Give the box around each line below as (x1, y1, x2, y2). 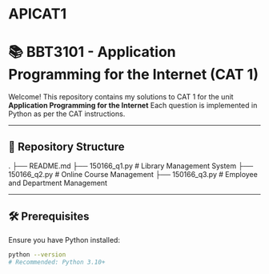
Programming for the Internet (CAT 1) (8, 66, 259, 84)
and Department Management (8, 178, 108, 187)
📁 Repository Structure (8, 139, 125, 153)
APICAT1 (8, 5, 67, 23)
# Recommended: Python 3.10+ (8, 258, 106, 266)
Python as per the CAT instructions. (8, 109, 126, 119)
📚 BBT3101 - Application (8, 43, 176, 61)
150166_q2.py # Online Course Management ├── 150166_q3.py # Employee (8, 169, 258, 179)
